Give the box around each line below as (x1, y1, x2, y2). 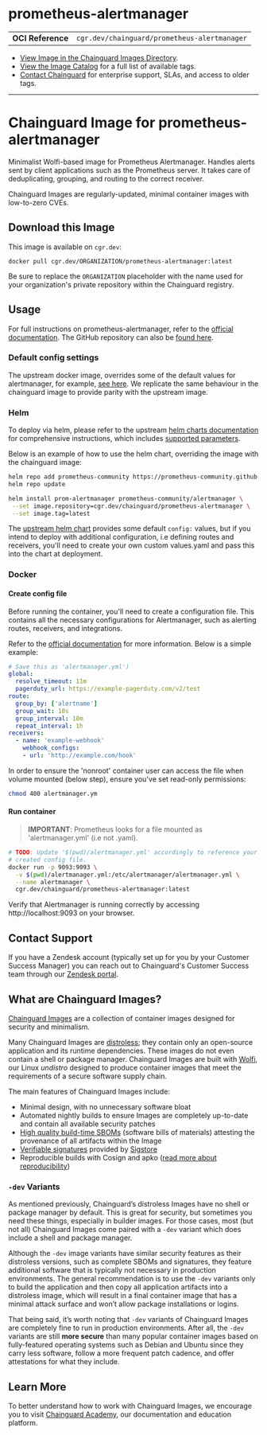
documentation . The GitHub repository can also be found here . (8, 332, 214, 342)
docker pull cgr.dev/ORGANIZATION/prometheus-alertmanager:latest (8, 257, 233, 265)
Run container (8, 807, 56, 817)
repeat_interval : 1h (15, 722, 83, 730)
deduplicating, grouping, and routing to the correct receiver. (8, 174, 205, 183)
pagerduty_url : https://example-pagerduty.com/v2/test (15, 685, 201, 693)
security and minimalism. (8, 1022, 90, 1031)
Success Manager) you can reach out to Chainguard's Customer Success (8, 961, 250, 971)
